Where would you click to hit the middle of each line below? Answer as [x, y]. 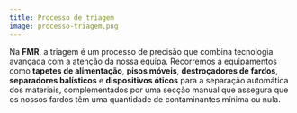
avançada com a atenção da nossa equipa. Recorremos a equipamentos [143, 61]
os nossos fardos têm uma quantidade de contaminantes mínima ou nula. [145, 99]
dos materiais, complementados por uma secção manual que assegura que [149, 90]
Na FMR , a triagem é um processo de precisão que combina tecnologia [141, 51]
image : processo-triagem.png [64, 26]
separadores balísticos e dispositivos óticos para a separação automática [149, 80]
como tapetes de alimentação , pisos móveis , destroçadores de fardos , [144, 70]
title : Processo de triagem [62, 17]
